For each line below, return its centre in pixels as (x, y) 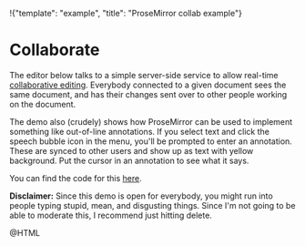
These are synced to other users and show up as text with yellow (132, 150)
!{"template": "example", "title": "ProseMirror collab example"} (126, 13)
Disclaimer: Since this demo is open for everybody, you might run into (141, 196)
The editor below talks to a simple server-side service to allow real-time (144, 75)
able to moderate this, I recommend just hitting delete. (111, 215)
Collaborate (55, 50)
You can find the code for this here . (76, 178)
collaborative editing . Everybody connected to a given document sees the (148, 85)
